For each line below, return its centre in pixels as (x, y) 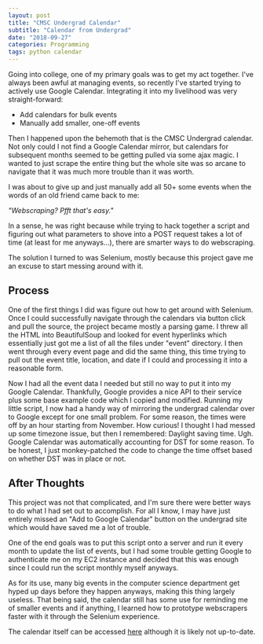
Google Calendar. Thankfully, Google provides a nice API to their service (125, 392)
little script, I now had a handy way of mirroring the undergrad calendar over (131, 408)
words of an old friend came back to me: (74, 195)
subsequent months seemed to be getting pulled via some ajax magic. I (123, 155)
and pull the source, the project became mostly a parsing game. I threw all (128, 326)
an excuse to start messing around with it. (76, 266)
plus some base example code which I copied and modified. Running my (126, 400)
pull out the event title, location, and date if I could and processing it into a (128, 359)
